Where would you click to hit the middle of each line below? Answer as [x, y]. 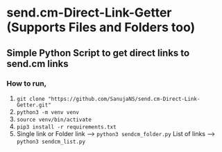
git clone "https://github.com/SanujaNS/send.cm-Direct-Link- [108, 99]
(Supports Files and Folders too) [101, 27]
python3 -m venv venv [48, 112]
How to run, [27, 83]
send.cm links [37, 64]
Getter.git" [34, 105]
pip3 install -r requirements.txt [66, 127]
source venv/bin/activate [54, 120]
